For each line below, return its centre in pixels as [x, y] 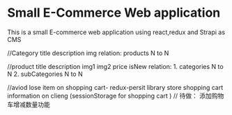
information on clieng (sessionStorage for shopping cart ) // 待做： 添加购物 [116, 95]
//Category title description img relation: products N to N [88, 53]
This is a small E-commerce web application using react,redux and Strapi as [116, 32]
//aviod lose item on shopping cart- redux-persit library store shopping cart [115, 87]
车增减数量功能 [29, 104]
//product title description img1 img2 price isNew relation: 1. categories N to [116, 66]
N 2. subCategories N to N [45, 74]
